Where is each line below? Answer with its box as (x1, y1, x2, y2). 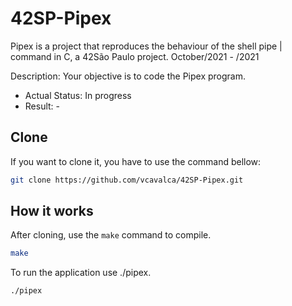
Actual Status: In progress (24, 89, 132, 101)
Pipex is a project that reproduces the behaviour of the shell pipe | (10, 40, 283, 52)
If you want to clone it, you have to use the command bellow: (10, 155, 262, 167)
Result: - (24, 100, 61, 112)
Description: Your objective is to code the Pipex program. (10, 70, 246, 82)
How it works (10, 203, 94, 220)
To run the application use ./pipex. (10, 267, 152, 279)
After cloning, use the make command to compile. (10, 229, 212, 241)
